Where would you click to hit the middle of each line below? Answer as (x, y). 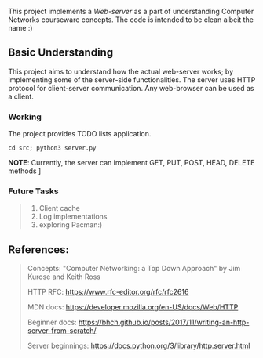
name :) (20, 28)
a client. (21, 96)
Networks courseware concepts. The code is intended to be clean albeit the (131, 20)
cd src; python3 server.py (52, 148)
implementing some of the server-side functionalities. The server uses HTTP (132, 80)
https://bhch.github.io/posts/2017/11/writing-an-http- (164, 322)
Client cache (59, 208)
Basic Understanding (61, 53)
